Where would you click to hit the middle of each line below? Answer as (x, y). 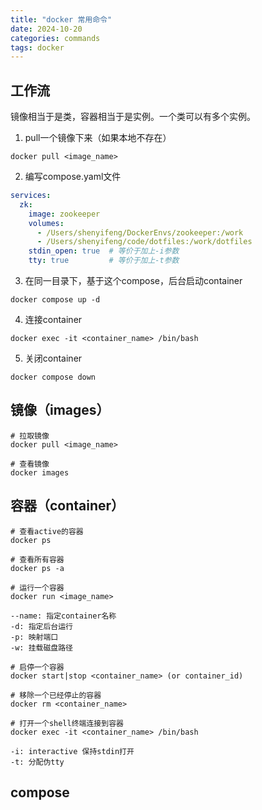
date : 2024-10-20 (46, 29)
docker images (40, 472)
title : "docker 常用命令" (61, 19)
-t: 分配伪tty (37, 762)
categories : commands (55, 38)
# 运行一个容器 (37, 587)
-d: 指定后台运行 (41, 626)
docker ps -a (37, 568)
